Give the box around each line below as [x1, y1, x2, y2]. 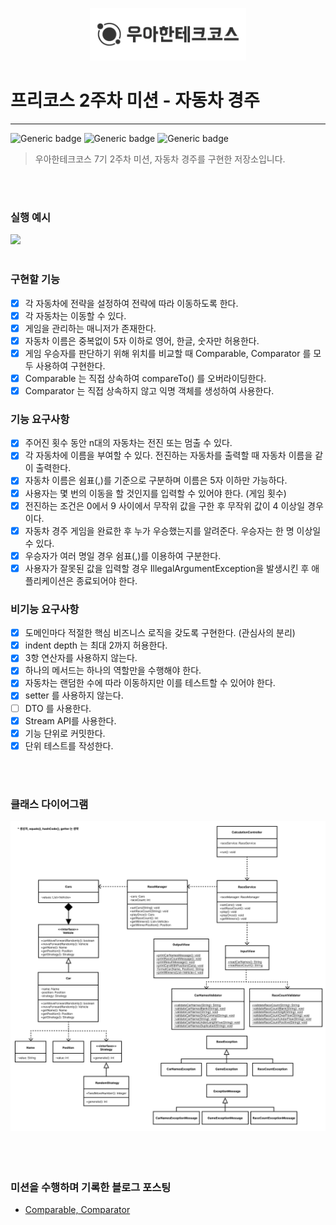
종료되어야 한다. [76, 574, 138, 587]
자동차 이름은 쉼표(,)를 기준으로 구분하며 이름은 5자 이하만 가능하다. [24, 474, 288, 487]
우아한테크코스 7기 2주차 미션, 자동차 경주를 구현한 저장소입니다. [34, 153, 286, 165]
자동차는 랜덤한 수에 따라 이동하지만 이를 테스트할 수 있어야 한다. [24, 677, 276, 689]
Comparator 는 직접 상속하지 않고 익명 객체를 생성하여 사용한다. [24, 384, 275, 397]
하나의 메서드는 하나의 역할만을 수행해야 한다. [24, 664, 202, 677]
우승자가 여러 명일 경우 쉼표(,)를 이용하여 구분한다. [24, 549, 222, 562]
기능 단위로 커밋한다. [24, 727, 106, 739]
